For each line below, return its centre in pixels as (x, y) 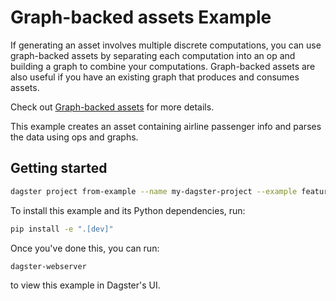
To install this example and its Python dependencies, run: (128, 210)
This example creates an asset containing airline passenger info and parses (166, 126)
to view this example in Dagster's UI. (85, 285)
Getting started (59, 168)
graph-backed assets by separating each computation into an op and (153, 55)
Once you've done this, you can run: (85, 248)
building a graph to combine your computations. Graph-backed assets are (163, 66)
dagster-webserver (48, 266)
